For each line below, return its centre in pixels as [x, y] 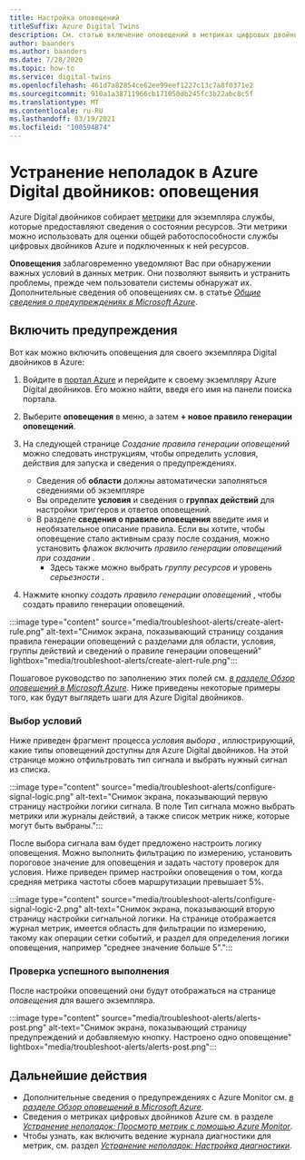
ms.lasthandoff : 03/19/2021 [63, 119]
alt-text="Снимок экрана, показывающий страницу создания [165, 631]
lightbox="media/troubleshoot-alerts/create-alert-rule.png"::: [123, 660]
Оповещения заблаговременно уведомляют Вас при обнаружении [140, 263]
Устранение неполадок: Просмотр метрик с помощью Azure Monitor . [157, 1126]
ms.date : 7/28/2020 [46, 60]
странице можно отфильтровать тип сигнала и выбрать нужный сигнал [148, 760]
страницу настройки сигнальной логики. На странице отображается [143, 919]
